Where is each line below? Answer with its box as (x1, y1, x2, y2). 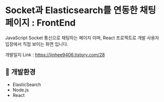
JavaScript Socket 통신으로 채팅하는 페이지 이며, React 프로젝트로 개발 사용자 (5, 35, 159, 41)
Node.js (12, 86, 29, 93)
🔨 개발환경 (5, 68, 36, 76)
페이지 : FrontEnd (5, 17, 76, 29)
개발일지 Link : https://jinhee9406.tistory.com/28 (5, 51, 105, 58)
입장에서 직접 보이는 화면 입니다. (5, 41, 69, 47)
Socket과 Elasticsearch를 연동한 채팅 (5, 5, 156, 16)
